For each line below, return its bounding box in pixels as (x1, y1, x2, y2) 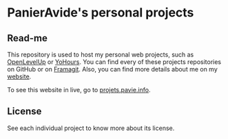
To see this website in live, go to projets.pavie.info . (7, 86, 151, 94)
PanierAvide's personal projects (7, 5, 194, 21)
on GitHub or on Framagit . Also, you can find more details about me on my (7, 65, 218, 73)
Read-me (7, 32, 48, 44)
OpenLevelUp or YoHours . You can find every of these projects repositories (7, 58, 222, 66)
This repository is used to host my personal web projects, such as (7, 50, 194, 58)
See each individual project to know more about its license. (7, 124, 175, 132)
